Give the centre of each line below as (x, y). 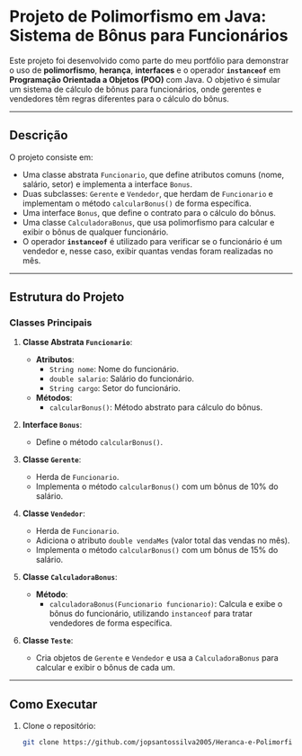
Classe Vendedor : (53, 513)
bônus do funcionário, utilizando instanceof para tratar (151, 614)
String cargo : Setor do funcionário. (115, 388)
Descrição (39, 135)
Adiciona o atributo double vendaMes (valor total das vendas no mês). (163, 540)
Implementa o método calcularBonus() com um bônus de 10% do (157, 486)
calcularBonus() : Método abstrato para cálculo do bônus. (156, 407)
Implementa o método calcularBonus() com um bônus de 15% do (157, 550)
